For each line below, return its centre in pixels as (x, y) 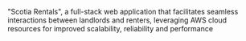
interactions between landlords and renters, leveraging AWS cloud (117, 20)
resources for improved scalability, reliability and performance (111, 29)
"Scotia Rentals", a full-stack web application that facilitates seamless (123, 12)
